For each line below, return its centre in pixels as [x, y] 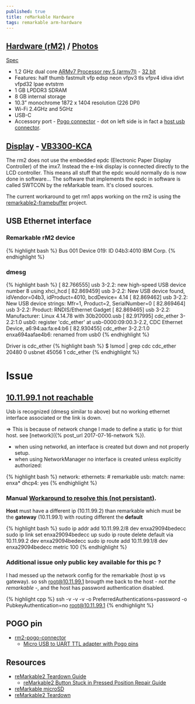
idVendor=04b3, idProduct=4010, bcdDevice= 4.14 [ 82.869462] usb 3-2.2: [97, 297]
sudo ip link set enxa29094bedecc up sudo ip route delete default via [90, 535]
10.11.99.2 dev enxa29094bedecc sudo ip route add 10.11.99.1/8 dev [87, 541]
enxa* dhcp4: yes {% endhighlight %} [52, 483]
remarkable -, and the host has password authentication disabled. [85, 587]
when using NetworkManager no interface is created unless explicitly [98, 459]
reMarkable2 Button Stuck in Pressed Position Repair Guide [95, 683]
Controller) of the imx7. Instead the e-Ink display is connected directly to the [97, 166]
